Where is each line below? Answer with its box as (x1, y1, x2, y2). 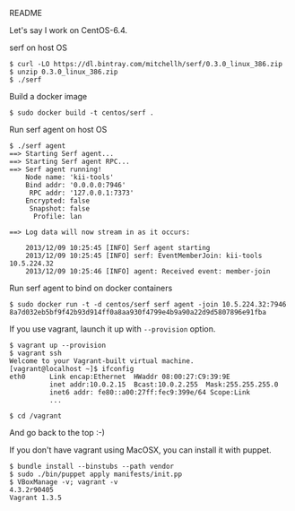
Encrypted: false (25, 196, 91, 205)
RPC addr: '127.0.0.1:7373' (29, 188, 134, 197)
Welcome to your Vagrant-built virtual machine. (9, 357, 195, 366)
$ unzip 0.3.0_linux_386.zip (9, 67, 118, 76)
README (9, 8, 43, 18)
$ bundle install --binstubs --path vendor (9, 462, 175, 471)
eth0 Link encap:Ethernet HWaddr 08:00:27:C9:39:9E (9, 372, 230, 381)
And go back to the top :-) (9, 428, 106, 437)
